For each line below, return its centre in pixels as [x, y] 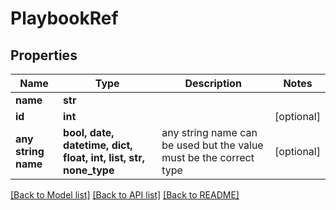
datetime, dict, [98, 145]
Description [213, 83]
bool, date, [89, 132]
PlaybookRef [64, 18]
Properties [44, 55]
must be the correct [208, 157]
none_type [89, 170]
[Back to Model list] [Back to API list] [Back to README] [125, 195]
